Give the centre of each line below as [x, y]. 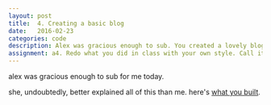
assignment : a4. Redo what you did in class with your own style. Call [131, 53]
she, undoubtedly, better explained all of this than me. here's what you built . [134, 92]
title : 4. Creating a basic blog [67, 23]
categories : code [38, 38]
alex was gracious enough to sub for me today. [86, 76]
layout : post [30, 16]
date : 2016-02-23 [41, 31]
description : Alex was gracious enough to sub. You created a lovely [128, 46]
